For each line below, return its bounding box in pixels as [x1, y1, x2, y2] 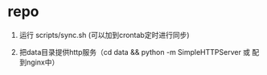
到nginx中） [18, 57, 60, 67]
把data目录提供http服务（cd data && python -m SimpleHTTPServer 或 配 [18, 47, 260, 56]
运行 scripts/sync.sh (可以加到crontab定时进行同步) [18, 30, 190, 40]
